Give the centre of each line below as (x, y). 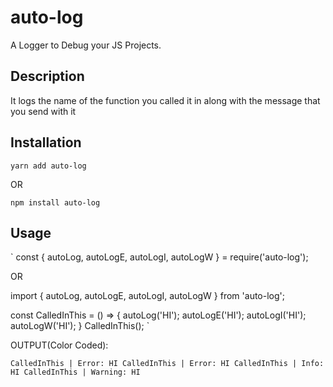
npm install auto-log (55, 202)
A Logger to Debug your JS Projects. (86, 45)
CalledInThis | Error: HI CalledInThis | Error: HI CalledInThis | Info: (167, 364)
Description (47, 76)
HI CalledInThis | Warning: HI (75, 372)
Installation (46, 142)
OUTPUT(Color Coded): (59, 345)
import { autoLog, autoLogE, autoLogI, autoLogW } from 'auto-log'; (147, 296)
